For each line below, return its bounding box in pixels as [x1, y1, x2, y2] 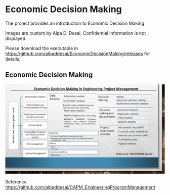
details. [5, 56, 21, 62]
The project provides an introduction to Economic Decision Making [5, 20, 145, 26]
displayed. [5, 35, 27, 41]
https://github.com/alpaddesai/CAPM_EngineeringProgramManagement [5, 184, 155, 190]
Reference [5, 179, 27, 185]
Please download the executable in [5, 45, 78, 51]
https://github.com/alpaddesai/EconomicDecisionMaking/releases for [5, 51, 150, 57]
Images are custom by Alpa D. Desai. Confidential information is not [5, 30, 146, 36]
